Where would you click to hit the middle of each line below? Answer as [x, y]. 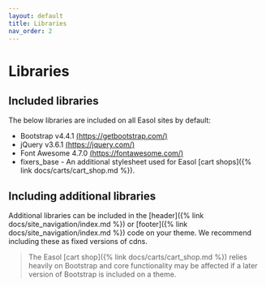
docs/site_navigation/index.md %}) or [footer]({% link [98, 225]
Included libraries [54, 101]
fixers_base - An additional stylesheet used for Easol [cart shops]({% [136, 162]
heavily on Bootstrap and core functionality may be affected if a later [143, 266]
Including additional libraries [82, 196]
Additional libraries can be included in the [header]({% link [106, 216]
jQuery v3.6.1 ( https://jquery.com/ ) [77, 145]
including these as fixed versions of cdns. [78, 242]
